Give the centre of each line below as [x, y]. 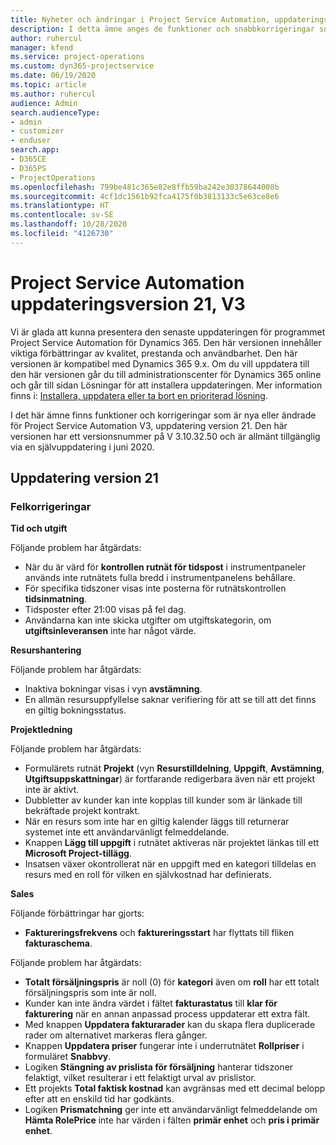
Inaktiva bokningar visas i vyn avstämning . [113, 689]
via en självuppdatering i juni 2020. [82, 447]
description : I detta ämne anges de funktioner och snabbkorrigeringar [162, 29]
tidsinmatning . [56, 599]
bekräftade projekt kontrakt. [82, 811]
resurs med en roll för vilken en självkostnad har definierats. [148, 875]
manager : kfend [42, 47]
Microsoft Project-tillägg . [78, 853]
